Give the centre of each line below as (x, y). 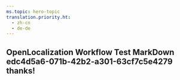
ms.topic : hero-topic (33, 12)
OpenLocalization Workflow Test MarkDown (90, 52)
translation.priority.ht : (38, 17)
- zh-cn (21, 23)
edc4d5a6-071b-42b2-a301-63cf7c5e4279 (89, 61)
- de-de (21, 28)
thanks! (21, 71)
